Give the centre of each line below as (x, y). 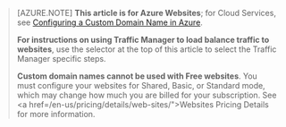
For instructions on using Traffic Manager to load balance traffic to (143, 40)
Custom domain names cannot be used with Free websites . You (137, 76)
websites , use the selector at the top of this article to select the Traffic (147, 49)
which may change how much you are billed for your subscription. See (147, 95)
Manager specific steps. (61, 59)
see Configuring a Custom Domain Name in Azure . (109, 22)
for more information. (56, 114)
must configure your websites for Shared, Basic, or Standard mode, (141, 85)
